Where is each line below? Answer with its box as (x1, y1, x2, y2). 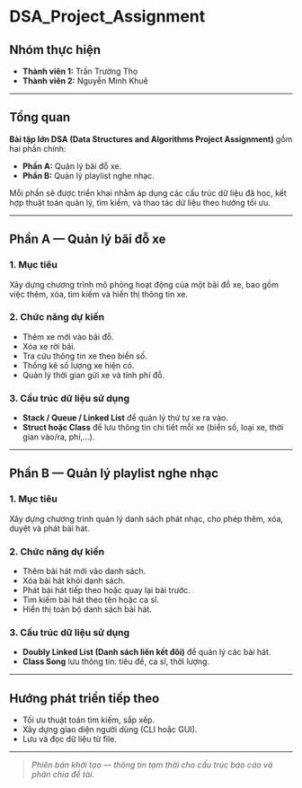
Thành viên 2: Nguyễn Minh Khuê (22, 75, 148, 86)
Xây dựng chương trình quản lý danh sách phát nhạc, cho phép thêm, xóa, (9, 513, 284, 524)
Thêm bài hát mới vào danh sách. (22, 566, 147, 577)
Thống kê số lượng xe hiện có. (22, 359, 135, 370)
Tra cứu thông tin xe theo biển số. (22, 350, 148, 361)
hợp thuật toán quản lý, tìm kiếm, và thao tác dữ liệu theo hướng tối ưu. (9, 197, 271, 208)
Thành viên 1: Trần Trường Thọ (22, 66, 138, 76)
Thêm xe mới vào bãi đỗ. (22, 331, 114, 342)
